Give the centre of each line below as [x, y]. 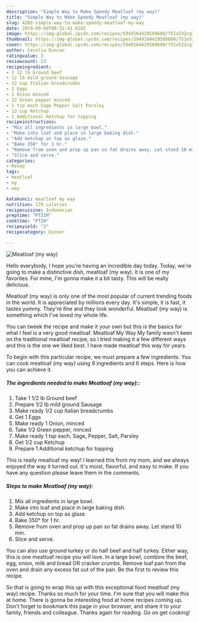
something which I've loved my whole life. [57, 315]
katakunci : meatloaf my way [41, 199]
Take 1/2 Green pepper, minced [53, 429]
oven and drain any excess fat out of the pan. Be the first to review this [92, 569]
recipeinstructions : [32, 122]
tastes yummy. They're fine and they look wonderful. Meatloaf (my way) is [97, 309]
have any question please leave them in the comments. [73, 472]
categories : [21, 161]
